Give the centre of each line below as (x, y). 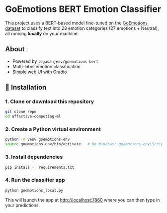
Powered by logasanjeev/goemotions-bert (55, 61)
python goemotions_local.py (34, 190)
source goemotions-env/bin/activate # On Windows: (61, 144)
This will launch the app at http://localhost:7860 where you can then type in (83, 200)
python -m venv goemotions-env (38, 140)
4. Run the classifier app (35, 180)
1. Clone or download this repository (50, 102)
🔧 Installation (26, 87)
